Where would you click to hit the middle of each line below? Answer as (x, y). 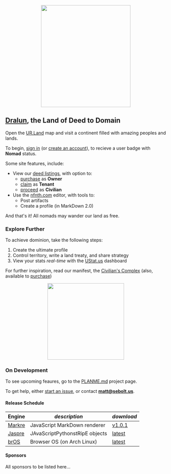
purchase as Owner (41, 179)
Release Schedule (25, 403)
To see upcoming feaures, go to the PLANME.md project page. (71, 381)
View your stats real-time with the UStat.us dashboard (70, 261)
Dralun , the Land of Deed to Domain (63, 121)
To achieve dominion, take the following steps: (54, 240)
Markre (17, 425)
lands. (12, 138)
